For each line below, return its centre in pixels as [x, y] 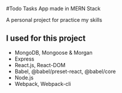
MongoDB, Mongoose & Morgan [53, 52]
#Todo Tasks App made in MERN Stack [53, 9]
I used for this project [46, 39]
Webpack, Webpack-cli [43, 84]
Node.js [24, 77]
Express [24, 59]
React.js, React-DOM [40, 65]
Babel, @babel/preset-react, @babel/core [65, 71]
